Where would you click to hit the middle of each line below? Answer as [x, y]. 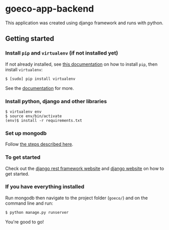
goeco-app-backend [50, 9]
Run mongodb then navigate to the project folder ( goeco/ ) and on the [76, 198]
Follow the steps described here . [39, 144]
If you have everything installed [45, 187]
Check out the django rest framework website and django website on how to [85, 168]
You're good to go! [25, 222]
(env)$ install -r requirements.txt [44, 120]
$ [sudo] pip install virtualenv [40, 79]
